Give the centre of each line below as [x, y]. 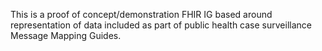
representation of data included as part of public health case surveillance [161, 25]
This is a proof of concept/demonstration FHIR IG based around [141, 14]
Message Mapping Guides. [66, 35]
